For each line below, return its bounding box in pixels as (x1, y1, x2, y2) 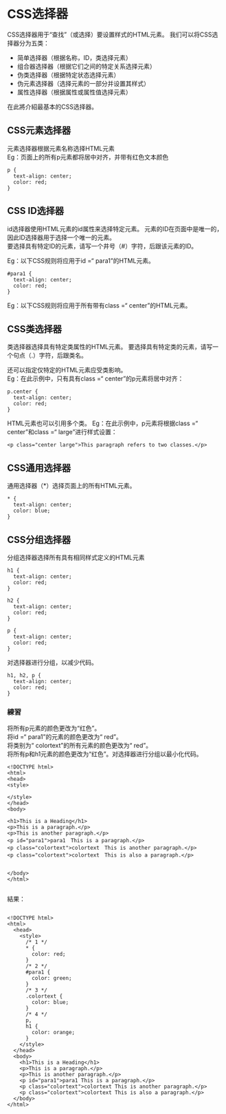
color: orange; (32, 1029, 76, 1036)
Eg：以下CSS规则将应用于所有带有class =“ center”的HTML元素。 (7, 301, 192, 310)
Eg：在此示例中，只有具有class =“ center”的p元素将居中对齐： (7, 374, 184, 383)
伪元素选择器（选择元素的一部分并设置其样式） (16, 79, 150, 87)
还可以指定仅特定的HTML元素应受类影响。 (7, 366, 127, 374)
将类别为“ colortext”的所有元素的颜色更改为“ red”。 (7, 741, 152, 750)
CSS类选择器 (7, 323, 63, 334)
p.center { (7, 388, 38, 396)
